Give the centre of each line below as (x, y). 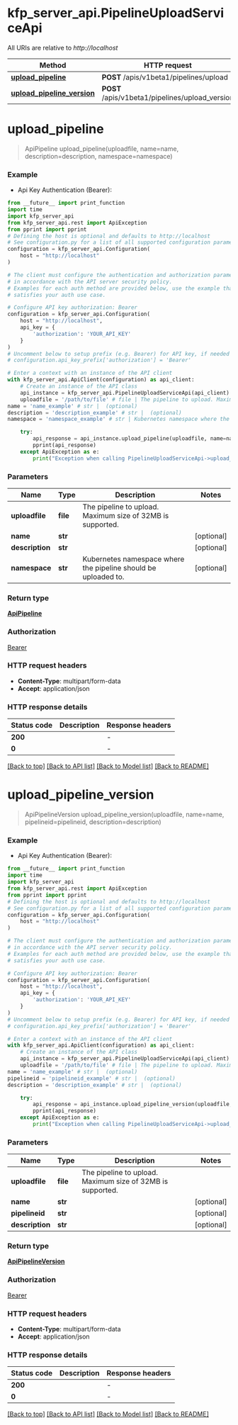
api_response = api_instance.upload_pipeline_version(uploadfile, (133, 1104)
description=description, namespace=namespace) (98, 156)
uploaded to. (103, 577)
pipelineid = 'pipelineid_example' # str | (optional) (91, 1078)
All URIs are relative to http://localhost (63, 47)
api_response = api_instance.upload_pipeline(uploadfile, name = (130, 439)
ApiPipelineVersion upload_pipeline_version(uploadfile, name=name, (124, 815)
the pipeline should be (119, 568)
